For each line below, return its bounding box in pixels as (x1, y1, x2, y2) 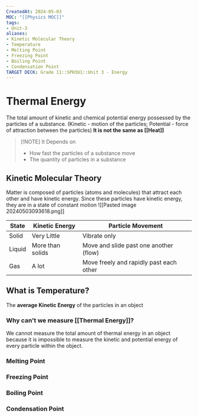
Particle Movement (108, 222, 163, 229)
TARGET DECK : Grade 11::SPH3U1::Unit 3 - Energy (6, 69, 128, 75)
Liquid (9, 245, 27, 253)
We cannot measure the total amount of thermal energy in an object (6, 329, 171, 337)
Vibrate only (82, 232, 116, 240)
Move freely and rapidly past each (82, 258, 177, 266)
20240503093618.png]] (6, 208, 65, 215)
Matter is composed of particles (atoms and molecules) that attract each (6, 189, 182, 196)
